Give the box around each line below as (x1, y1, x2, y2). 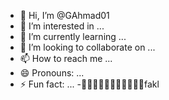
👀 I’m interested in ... (19, 20, 105, 32)
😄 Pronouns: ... (19, 67, 85, 79)
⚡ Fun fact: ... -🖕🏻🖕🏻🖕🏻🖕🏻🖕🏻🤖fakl (19, 78, 160, 90)
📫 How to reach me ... (19, 53, 113, 64)
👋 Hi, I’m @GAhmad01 (19, 10, 110, 21)
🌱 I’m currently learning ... (19, 31, 127, 42)
